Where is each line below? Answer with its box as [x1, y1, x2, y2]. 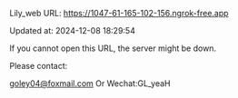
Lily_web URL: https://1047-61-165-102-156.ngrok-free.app [9, 8, 229, 18]
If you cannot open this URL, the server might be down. [9, 43, 216, 54]
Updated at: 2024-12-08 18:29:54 [9, 25, 136, 35]
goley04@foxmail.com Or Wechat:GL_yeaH [9, 78, 171, 89]
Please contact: [9, 61, 68, 71]
